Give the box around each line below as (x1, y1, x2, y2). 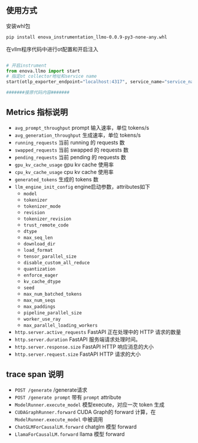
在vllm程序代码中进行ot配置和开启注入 (6, 45, 98, 52)
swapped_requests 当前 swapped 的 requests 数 (14, 146, 129, 153)
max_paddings (23, 303, 56, 310)
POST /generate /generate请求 (14, 386, 87, 393)
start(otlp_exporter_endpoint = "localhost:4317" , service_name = (6, 79, 165, 85)
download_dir (23, 241, 56, 247)
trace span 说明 (6, 369, 64, 379)
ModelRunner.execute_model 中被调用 (14, 415, 103, 423)
